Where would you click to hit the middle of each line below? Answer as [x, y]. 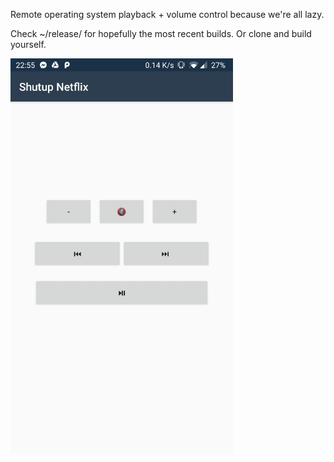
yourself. [28, 44]
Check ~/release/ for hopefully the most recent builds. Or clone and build [161, 33]
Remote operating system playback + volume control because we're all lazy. [167, 14]
